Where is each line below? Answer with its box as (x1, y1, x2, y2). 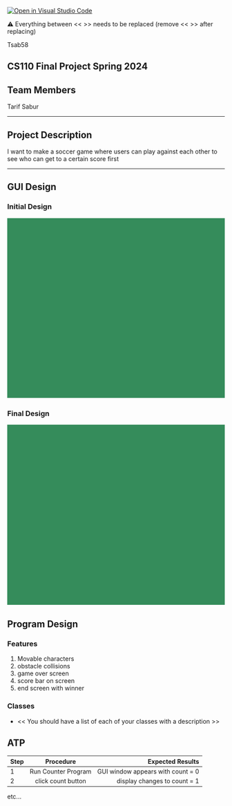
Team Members (7, 84, 76, 96)
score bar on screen (17, 677, 75, 685)
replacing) (7, 28, 37, 35)
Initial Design (7, 202, 52, 212)
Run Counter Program (30, 767, 92, 776)
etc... (7, 792, 22, 800)
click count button (35, 777, 86, 785)
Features (7, 639, 38, 648)
